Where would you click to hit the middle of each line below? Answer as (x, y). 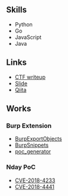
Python (24, 24)
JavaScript (28, 37)
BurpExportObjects (38, 139)
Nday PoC (21, 167)
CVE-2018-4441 (35, 186)
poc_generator (33, 152)
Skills (16, 10)
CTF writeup (30, 77)
